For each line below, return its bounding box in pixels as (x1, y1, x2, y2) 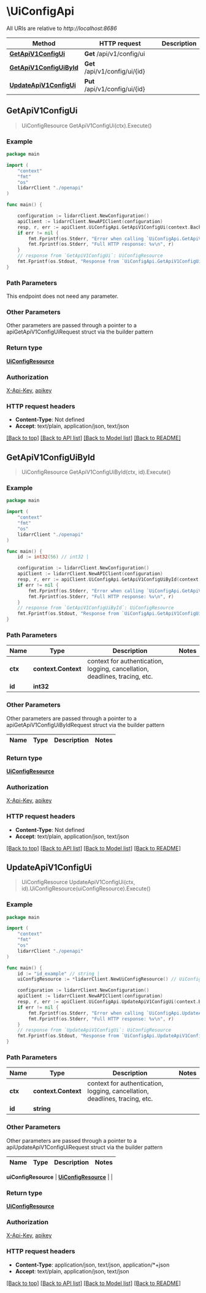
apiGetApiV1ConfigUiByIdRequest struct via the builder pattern (6, 721, 165, 728)
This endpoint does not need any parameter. (6, 292, 118, 300)
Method (32, 39, 56, 47)
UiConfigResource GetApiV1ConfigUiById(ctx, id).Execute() (21, 468, 171, 476)
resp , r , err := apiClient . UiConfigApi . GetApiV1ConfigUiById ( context (17, 576, 199, 583)
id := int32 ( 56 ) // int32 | (17, 554, 89, 560)
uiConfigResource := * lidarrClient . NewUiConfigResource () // (17, 976, 177, 982)
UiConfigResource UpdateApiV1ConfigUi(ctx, (21, 879, 135, 886)
